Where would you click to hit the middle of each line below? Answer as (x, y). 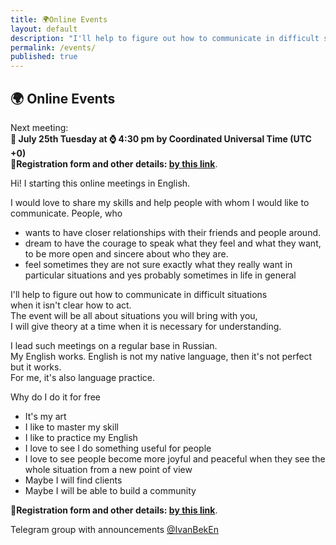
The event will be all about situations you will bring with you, (134, 315)
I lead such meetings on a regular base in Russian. (114, 345)
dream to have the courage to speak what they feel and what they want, (173, 243)
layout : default (44, 29)
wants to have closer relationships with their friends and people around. (173, 232)
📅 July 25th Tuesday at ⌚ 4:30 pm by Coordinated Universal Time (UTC (161, 138)
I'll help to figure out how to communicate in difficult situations (139, 294)
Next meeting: (39, 127)
